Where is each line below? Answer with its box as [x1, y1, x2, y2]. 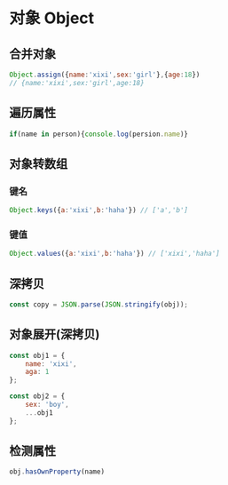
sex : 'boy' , [25, 401, 69, 409]
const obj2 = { [9, 392, 66, 401]
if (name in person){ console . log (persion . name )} [9, 130, 189, 139]
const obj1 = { [9, 351, 66, 360]
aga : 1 [25, 368, 50, 377]
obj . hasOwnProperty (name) [9, 467, 105, 476]
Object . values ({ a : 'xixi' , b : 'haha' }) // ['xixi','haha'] [9, 250, 220, 258]
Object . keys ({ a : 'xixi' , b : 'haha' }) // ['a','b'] [9, 206, 189, 215]
